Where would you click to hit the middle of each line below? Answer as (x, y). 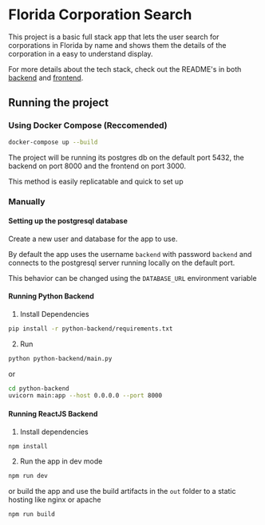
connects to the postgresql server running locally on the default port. (122, 262)
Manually (27, 202)
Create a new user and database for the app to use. (93, 239)
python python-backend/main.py (60, 358)
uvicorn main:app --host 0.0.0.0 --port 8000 (85, 396)
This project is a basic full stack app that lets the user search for (114, 37)
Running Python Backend (51, 296)
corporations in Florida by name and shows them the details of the (117, 45)
